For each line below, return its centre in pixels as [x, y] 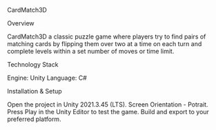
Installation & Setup [35, 91]
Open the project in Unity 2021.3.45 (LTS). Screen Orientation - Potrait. [108, 105]
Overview [21, 23]
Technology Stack [33, 64]
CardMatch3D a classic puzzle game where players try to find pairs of [107, 36]
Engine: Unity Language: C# [47, 78]
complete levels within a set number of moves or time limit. [91, 51]
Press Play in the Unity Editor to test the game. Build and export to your [108, 112]
